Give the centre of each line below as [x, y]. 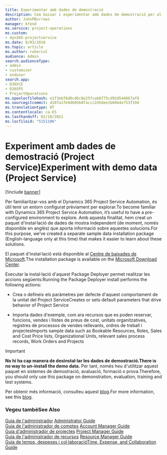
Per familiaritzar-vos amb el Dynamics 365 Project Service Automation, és [81, 201]
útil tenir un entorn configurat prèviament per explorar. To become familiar [81, 207]
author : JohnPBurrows [28, 19]
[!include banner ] [23, 192]
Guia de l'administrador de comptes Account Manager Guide [68, 426]
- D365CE [14, 84]
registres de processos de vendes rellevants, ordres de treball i [77, 325]
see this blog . [19, 397]
